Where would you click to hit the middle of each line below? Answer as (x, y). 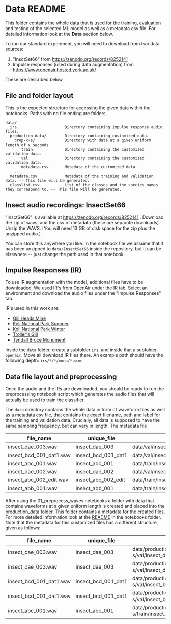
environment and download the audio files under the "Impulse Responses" (83, 293)
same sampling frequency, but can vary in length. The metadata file (76, 426)
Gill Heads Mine (29, 318)
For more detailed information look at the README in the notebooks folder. (83, 517)
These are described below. (34, 79)
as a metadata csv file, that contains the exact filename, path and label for (83, 415)
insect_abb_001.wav (33, 488)
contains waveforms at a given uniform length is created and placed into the (85, 506)
